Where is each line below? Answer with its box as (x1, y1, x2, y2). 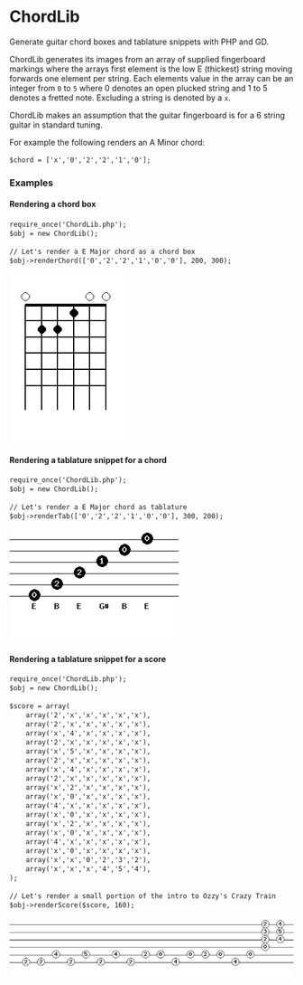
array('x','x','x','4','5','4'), (25, 865, 151, 874)
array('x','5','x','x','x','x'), (25, 747, 151, 756)
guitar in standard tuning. (9, 119, 104, 130)
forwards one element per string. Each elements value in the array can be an (9, 72, 294, 83)
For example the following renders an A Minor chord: (9, 137, 206, 147)
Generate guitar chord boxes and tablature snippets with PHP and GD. (9, 36, 269, 47)
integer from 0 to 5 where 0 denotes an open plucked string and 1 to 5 (9, 82, 268, 93)
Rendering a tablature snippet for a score (9, 653, 167, 664)
